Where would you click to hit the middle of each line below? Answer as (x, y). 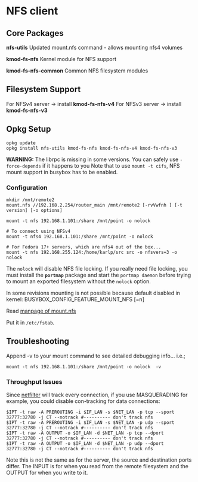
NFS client (32, 11)
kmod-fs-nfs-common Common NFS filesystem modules (77, 71)
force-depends (24, 166)
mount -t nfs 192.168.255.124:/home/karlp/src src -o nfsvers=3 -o (92, 252)
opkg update (21, 143)
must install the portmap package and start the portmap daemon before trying (99, 275)
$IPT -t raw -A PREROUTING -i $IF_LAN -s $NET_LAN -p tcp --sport (90, 412)
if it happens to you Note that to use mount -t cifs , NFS (111, 165)
